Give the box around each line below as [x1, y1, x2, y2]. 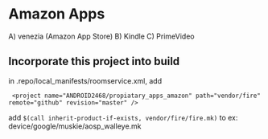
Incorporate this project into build [8, 55, 180, 68]
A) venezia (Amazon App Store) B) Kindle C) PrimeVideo [8, 31, 195, 41]
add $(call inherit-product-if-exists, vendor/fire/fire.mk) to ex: [8, 112, 238, 122]
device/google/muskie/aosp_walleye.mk [8, 121, 142, 131]
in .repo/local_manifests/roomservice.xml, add [8, 76, 163, 85]
